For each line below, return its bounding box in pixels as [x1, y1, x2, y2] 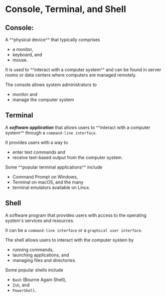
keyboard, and [12, 51, 42, 57]
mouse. [12, 57, 28, 63]
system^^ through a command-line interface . [5, 129, 97, 135]
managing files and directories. [12, 257, 76, 263]
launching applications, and [12, 251, 69, 258]
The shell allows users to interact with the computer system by [5, 236, 134, 243]
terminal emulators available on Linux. [12, 184, 91, 190]
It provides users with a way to [5, 139, 68, 145]
